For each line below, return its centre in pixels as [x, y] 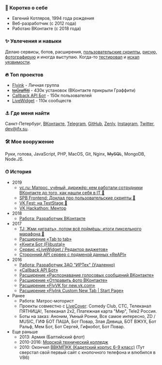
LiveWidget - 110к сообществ [42, 100]
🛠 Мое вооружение [29, 142]
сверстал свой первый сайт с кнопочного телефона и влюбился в [87, 352]
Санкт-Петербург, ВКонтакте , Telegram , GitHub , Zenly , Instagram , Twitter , [80, 124]
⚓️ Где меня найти [27, 113]
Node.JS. [14, 159]
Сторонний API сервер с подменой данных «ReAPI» [73, 254]
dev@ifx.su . [17, 129]
